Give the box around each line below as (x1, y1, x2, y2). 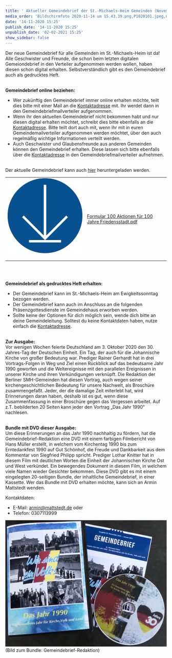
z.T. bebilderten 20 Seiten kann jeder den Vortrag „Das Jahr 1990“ (5, 404, 145, 410)
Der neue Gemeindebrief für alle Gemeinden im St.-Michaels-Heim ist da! (5, 50, 160, 56)
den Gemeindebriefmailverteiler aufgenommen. (12, 108, 113, 114)
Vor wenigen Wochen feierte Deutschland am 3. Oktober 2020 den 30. (5, 344, 155, 350)
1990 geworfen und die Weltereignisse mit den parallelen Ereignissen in (5, 366, 156, 372)
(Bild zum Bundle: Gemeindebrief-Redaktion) (5, 647, 100, 653)
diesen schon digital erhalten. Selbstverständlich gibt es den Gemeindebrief (5, 67, 165, 72)
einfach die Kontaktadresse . (12, 323, 72, 329)
